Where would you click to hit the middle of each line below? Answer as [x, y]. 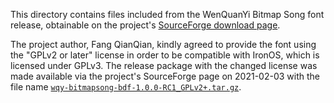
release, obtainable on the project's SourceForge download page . [145, 25]
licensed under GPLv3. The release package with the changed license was [164, 65]
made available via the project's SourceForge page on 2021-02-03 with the [165, 76]
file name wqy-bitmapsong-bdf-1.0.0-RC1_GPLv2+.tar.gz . [126, 87]
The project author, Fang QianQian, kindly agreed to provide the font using [163, 44]
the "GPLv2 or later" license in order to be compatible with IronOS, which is [165, 55]
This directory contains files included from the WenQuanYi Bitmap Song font [167, 14]
